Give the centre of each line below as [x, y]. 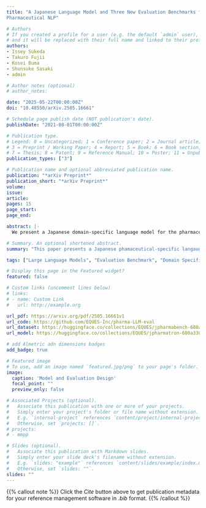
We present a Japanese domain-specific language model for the [94, 232]
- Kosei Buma [23, 63]
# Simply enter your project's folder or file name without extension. [103, 412]
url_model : [20, 333]
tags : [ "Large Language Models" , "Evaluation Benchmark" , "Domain [93, 260]
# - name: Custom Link [35, 299]
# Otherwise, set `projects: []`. [53, 423]
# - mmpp [17, 435]
